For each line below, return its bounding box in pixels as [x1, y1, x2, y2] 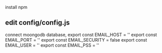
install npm [5, 4, 28, 10]
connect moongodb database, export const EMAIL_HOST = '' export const [5, 32, 157, 38]
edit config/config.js [5, 18, 70, 27]
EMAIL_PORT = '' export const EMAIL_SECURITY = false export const [5, 37, 147, 43]
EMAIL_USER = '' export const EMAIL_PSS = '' [5, 42, 100, 48]
